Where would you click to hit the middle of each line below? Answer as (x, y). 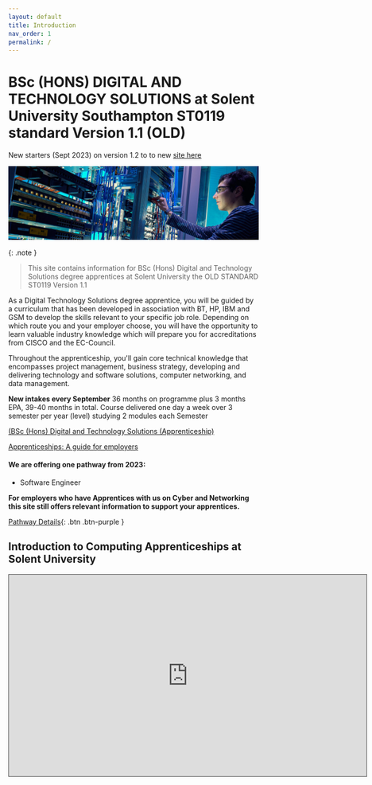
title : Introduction (43, 25)
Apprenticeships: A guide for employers (74, 447)
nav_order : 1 (30, 33)
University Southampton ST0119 (116, 116)
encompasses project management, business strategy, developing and (124, 366)
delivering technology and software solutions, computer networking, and (127, 375)
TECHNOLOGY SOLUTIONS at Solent (132, 99)
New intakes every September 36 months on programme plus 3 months (127, 399)
